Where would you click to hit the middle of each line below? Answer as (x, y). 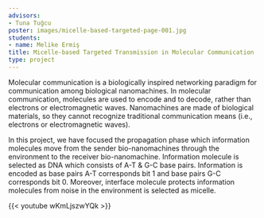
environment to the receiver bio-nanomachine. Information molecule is (124, 156)
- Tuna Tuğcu (30, 23)
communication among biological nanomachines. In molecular (110, 90)
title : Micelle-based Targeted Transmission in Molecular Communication (131, 52)
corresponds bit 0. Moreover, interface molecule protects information (122, 182)
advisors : (25, 15)
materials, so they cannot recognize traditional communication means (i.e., (130, 116)
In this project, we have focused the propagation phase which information (129, 140)
